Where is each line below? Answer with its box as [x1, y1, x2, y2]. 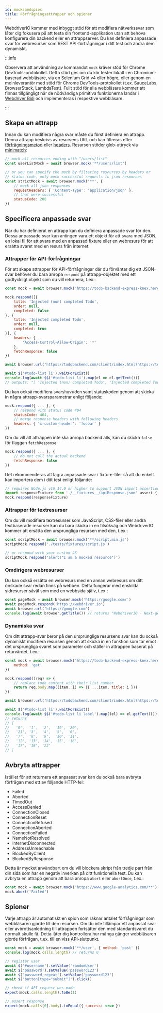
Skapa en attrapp [5, 118, 58, 127]
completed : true [14, 326, 47, 332]
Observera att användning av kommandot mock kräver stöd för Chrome [5, 64, 146, 70]
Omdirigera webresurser [5, 566, 65, 573]
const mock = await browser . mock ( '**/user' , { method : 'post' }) [5, 946, 140, 950]
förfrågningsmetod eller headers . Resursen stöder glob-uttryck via [5, 142, 138, 148]
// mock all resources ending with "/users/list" [5, 156, 108, 162]
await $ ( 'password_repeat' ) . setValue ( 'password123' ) [5, 972, 114, 977]
